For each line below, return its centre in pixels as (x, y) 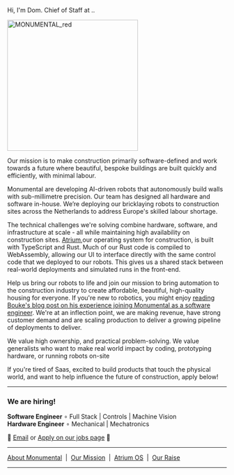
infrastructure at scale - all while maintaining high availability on (99, 232)
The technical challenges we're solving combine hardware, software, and (112, 225)
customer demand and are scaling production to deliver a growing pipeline (114, 320)
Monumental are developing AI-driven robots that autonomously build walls (115, 189)
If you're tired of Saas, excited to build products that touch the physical (109, 369)
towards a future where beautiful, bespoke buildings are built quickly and (112, 168)
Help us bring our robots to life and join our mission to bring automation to (113, 283)
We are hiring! (31, 401)
